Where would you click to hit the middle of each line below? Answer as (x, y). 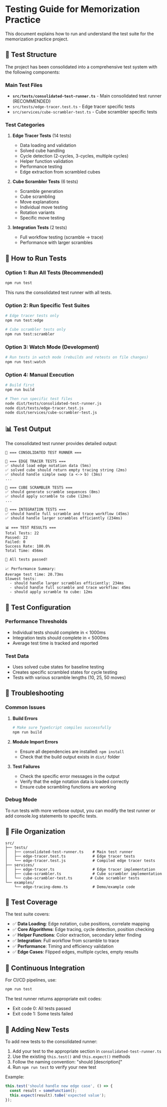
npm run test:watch (25, 362)
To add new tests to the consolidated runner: (51, 1041)
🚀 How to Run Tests (36, 258)
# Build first (20, 385)
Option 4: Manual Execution (40, 374)
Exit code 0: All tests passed (41, 1008)
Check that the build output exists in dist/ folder (70, 756)
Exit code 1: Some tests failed (43, 1014)
